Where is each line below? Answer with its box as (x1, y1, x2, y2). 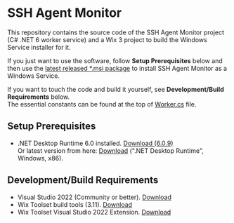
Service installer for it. (7, 43, 72, 51)
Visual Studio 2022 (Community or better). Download (17, 193, 172, 201)
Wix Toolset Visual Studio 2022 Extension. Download (17, 208, 171, 216)
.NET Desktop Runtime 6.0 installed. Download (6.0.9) (17, 139, 174, 147)
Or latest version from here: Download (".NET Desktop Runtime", (17, 146, 204, 155)
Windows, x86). (17, 154, 63, 162)
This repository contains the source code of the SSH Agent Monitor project (7, 28, 225, 36)
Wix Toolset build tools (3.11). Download (17, 200, 132, 208)
